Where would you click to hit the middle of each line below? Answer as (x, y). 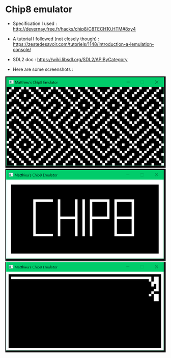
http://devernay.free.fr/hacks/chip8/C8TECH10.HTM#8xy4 (74, 29)
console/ (22, 49)
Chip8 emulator (39, 9)
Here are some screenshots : (43, 69)
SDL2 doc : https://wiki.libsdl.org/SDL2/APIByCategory (70, 59)
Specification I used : (35, 23)
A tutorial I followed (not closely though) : (56, 39)
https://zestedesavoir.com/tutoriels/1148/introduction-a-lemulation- (83, 44)
